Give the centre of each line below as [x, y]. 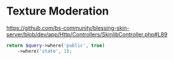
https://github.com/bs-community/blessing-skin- [68, 28]
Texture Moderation [58, 11]
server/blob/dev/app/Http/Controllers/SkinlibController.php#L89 [87, 34]
